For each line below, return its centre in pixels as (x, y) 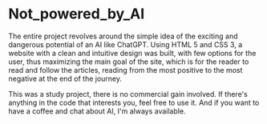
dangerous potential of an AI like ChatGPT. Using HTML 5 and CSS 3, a (125, 44)
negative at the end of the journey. (65, 78)
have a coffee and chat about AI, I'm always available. (97, 111)
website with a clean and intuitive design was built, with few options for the (132, 53)
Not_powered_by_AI (77, 14)
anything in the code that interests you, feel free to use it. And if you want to (134, 102)
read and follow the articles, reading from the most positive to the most (125, 70)
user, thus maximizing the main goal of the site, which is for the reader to (129, 62)
